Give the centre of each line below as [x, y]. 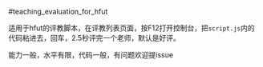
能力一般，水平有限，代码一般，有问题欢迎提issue [91, 55]
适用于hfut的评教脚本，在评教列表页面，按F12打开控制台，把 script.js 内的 [131, 28]
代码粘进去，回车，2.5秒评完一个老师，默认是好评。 [94, 38]
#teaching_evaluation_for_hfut [58, 12]
